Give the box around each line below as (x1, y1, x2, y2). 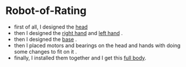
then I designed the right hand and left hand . (13, 29, 123, 36)
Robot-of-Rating (5, 4, 87, 17)
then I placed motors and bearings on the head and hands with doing (13, 42, 181, 49)
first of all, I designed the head (13, 23, 88, 30)
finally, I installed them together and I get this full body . (13, 54, 147, 61)
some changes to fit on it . (13, 48, 77, 55)
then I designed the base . (13, 36, 77, 43)
